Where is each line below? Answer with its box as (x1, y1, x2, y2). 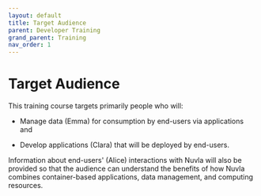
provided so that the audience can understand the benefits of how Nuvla (8, 164, 245, 174)
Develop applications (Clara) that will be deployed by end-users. (19, 140, 229, 150)
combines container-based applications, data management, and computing (8, 172, 254, 182)
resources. (8, 181, 43, 190)
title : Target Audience (8, 19, 87, 27)
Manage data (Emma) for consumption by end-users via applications (19, 116, 244, 126)
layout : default (8, 11, 62, 20)
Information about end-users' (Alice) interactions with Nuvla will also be (8, 156, 243, 165)
